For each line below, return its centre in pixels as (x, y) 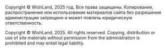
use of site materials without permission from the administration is (73, 38)
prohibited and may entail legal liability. (45, 43)
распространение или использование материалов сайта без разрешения (83, 12)
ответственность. (24, 23)
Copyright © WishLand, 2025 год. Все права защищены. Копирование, (79, 7)
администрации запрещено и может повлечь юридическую (69, 18)
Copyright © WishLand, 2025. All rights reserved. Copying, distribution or (80, 32)
